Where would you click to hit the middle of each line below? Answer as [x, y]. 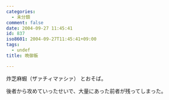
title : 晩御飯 [22, 56]
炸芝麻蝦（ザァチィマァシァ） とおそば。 [56, 78]
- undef [21, 50]
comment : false [25, 22]
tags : [13, 45]
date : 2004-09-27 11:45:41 [39, 28]
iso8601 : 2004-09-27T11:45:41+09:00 [51, 39]
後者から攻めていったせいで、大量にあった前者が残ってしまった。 [86, 91]
